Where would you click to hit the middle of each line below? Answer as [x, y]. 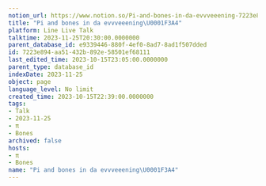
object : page [30, 82]
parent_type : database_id [51, 67]
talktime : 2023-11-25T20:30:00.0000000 [74, 38]
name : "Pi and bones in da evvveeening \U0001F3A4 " [93, 170]
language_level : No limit [51, 89]
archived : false [35, 140]
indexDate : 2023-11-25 [46, 74]
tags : [17, 104]
